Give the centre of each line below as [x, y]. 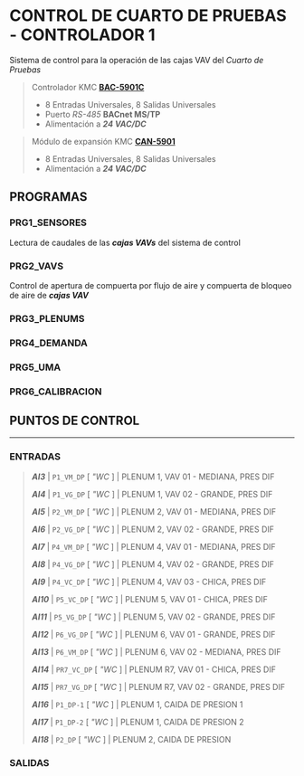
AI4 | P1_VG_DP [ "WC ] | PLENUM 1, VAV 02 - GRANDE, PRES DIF [152, 494]
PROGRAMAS [48, 197]
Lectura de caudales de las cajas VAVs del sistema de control [125, 242]
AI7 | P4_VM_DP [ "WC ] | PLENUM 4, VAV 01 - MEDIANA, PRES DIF [153, 546]
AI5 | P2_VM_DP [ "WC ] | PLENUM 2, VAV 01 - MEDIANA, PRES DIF [154, 511]
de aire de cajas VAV [49, 295]
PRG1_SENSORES [48, 222]
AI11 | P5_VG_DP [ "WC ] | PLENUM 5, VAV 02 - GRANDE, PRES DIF [153, 617]
